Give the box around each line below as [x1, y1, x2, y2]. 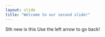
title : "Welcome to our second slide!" [5, 12, 91, 17]
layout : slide [5, 7, 36, 13]
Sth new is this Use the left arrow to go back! [5, 26, 100, 32]
